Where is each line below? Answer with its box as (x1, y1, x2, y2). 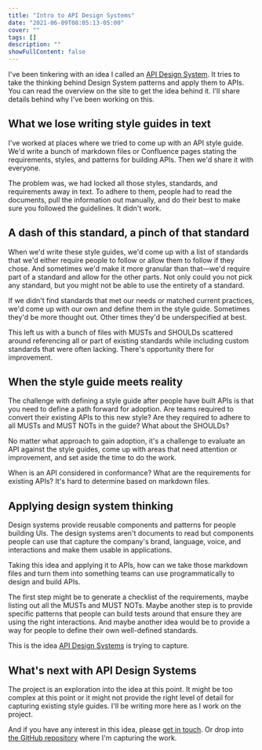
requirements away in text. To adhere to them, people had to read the (8, 186, 232, 196)
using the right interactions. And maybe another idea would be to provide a (8, 617, 250, 627)
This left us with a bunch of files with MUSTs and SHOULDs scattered (8, 327, 233, 337)
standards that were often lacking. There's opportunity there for (8, 344, 214, 353)
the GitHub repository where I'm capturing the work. (8, 734, 177, 743)
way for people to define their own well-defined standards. (8, 626, 198, 635)
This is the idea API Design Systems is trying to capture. (8, 641, 190, 650)
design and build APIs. (8, 577, 81, 587)
